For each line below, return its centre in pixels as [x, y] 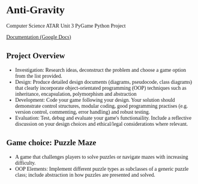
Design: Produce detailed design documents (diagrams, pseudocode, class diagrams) [103, 82]
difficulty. [25, 163]
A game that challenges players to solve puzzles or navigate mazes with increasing [101, 157]
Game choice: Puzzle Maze [51, 143]
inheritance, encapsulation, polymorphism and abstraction [76, 94]
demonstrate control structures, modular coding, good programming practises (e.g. [101, 106]
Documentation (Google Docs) [39, 37]
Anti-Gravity [35, 10]
